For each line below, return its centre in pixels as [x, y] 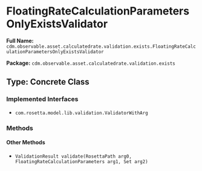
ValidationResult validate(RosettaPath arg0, [73, 156]
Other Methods [26, 143]
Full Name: [20, 40]
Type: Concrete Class [48, 82]
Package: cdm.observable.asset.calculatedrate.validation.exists [91, 63]
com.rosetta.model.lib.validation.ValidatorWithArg [81, 113]
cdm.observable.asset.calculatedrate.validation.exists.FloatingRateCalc [101, 47]
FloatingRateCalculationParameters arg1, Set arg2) [81, 161]
